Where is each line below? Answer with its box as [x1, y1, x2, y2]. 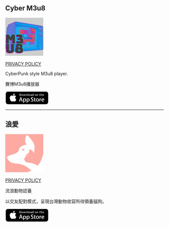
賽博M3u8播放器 [5, 81, 40, 87]
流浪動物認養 [5, 187, 32, 193]
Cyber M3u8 [5, 4, 46, 13]
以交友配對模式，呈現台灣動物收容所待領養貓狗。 [5, 198, 107, 204]
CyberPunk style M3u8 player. [5, 70, 68, 77]
